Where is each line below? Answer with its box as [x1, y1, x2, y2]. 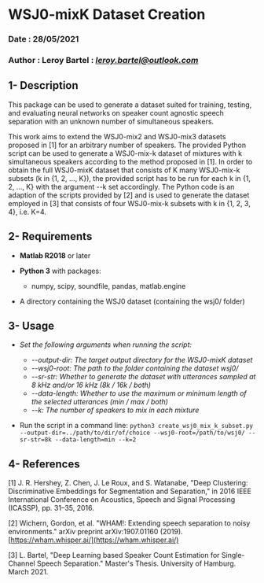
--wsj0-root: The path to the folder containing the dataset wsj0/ [31, 363, 239, 373]
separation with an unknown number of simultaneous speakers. [8, 116, 214, 126]
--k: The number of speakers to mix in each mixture [31, 405, 200, 415]
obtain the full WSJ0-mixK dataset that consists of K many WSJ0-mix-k [8, 165, 240, 175]
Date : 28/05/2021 [8, 34, 79, 45]
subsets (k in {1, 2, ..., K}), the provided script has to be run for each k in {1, [8, 173, 251, 183]
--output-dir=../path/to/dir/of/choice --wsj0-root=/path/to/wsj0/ [19, 429, 245, 437]
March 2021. [8, 567, 49, 577]
